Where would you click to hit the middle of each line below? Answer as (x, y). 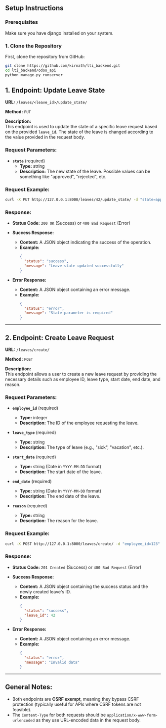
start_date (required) (34, 457)
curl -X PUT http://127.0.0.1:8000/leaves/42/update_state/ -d (72, 200)
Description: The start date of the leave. (61, 472)
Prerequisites (21, 22)
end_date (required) (32, 482)
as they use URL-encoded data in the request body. (88, 720)
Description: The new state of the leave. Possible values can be (85, 171)
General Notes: (29, 687)
